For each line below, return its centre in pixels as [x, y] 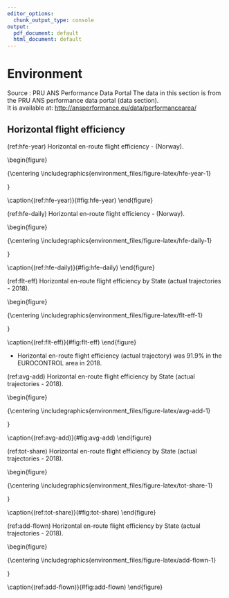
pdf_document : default [46, 33]
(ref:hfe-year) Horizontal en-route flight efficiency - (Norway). [95, 146]
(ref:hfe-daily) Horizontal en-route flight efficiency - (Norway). [96, 213]
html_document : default [47, 40]
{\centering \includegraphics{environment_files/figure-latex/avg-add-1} [109, 410]
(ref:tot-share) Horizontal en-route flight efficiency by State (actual [102, 451]
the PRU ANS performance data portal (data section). [83, 101]
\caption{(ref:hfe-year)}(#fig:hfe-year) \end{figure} [80, 200]
